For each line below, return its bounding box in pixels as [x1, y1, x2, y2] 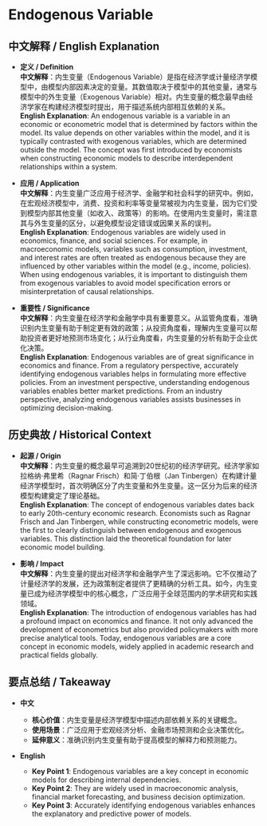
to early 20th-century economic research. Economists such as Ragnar [19, 508, 251, 518]
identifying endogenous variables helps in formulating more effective [19, 369, 247, 379]
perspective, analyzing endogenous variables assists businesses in [19, 395, 241, 404]
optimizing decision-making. [19, 403, 114, 412]
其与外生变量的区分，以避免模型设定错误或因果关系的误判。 [19, 218, 216, 228]
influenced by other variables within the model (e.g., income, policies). [19, 261, 251, 271]
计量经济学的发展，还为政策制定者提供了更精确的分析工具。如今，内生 [19, 578, 251, 588]
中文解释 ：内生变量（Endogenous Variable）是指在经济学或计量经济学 [19, 72, 251, 81]
